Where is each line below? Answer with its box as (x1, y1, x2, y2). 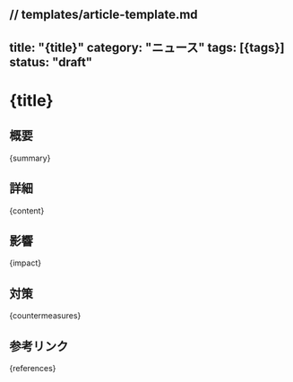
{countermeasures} (9, 310, 82, 321)
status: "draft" (9, 54, 92, 70)
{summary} (9, 152, 51, 163)
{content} (9, 205, 45, 216)
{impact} (9, 257, 42, 268)
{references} (9, 363, 56, 374)
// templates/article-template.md (9, 7, 199, 22)
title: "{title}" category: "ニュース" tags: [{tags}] (9, 39, 285, 55)
